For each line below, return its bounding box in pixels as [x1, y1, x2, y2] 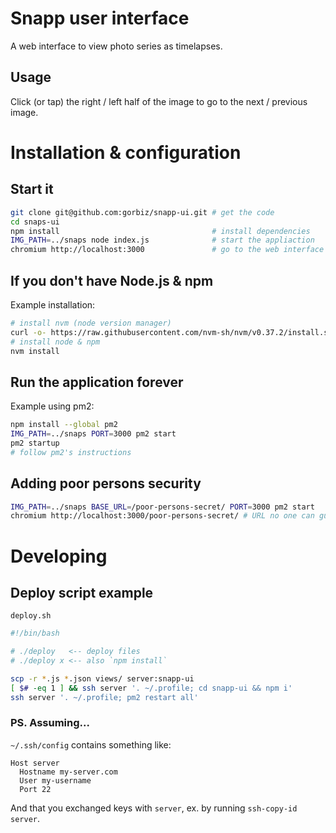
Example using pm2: [10, 400, 95, 412]
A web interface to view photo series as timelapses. [10, 40, 223, 52]
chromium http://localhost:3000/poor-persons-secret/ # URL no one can [10, 511, 315, 521]
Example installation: [10, 298, 96, 311]
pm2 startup [10, 438, 60, 448]
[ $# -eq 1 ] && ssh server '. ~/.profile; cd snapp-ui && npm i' [10, 683, 293, 693]
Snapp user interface [10, 7, 190, 30]
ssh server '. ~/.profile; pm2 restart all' [10, 692, 199, 702]
